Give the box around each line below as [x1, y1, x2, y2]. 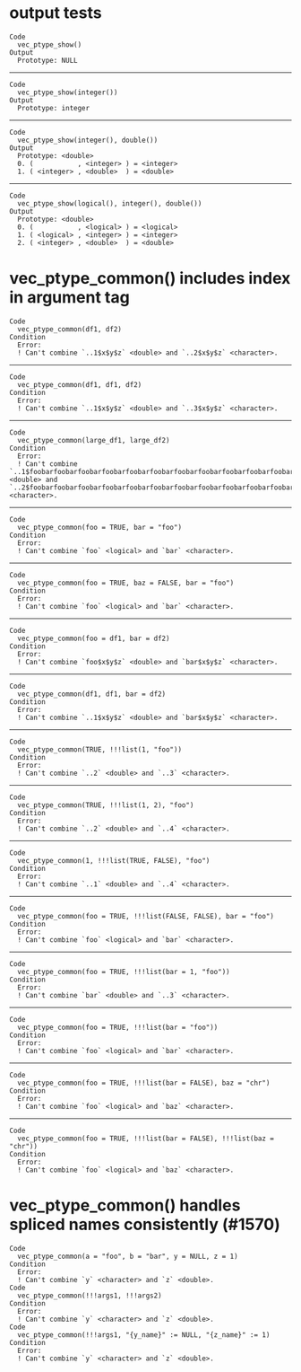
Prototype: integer [17, 103, 90, 112]
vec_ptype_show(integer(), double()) [17, 136, 159, 145]
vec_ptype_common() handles [9, 1195, 241, 1216]
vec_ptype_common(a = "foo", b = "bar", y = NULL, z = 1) [17, 1252, 239, 1261]
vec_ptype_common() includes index [9, 268, 291, 289]
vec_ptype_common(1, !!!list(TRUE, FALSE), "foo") [17, 856, 211, 865]
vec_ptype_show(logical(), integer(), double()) [17, 198, 202, 208]
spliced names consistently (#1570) [9, 1215, 280, 1235]
